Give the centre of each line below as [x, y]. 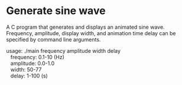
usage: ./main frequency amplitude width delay [64, 50]
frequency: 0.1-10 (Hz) [38, 57]
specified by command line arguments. [53, 39]
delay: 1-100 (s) [29, 76]
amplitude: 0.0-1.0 [32, 63]
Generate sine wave [56, 11]
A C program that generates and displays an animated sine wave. [85, 27]
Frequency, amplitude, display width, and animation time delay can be [91, 33]
